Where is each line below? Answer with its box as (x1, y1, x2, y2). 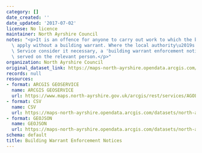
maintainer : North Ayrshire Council (6, 31, 98, 37)
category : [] (6, 8, 39, 15)
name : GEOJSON (11, 121, 47, 127)
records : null (6, 70, 42, 76)
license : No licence (6, 25, 58, 32)
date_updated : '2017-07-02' (6, 20, 77, 26)
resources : (6, 76, 34, 82)
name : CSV (11, 104, 36, 110)
